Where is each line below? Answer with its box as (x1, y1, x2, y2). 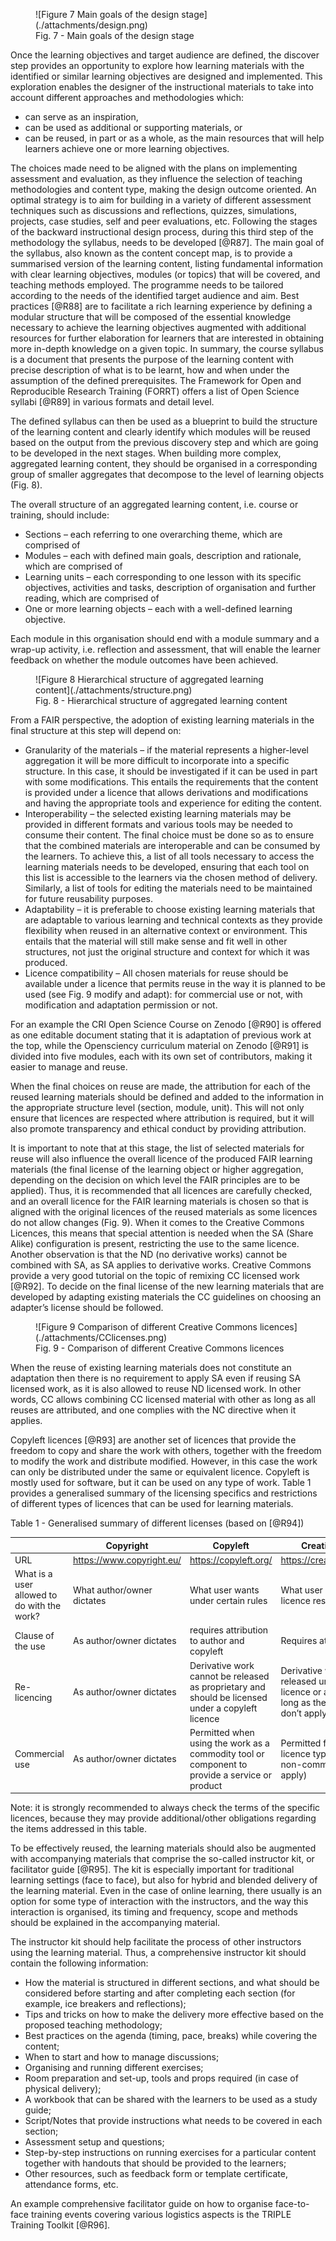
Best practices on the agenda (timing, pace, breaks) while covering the (24, 2030, 318, 2042)
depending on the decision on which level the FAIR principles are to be (10, 1174, 301, 1186)
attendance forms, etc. (24, 2179, 119, 2191)
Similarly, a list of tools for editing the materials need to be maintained (24, 882, 313, 894)
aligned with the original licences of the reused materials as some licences (10, 1206, 318, 1218)
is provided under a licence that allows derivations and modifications (24, 787, 309, 798)
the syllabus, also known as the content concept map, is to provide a (10, 247, 293, 259)
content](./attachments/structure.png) (35, 684, 193, 696)
